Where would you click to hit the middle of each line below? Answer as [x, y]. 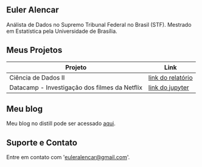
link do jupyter [169, 87]
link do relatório [170, 77]
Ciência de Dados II [37, 77]
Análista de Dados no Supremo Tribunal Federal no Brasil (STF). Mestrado [99, 24]
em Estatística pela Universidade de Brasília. [62, 31]
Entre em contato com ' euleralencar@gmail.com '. [68, 157]
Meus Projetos [34, 50]
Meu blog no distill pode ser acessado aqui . [61, 123]
